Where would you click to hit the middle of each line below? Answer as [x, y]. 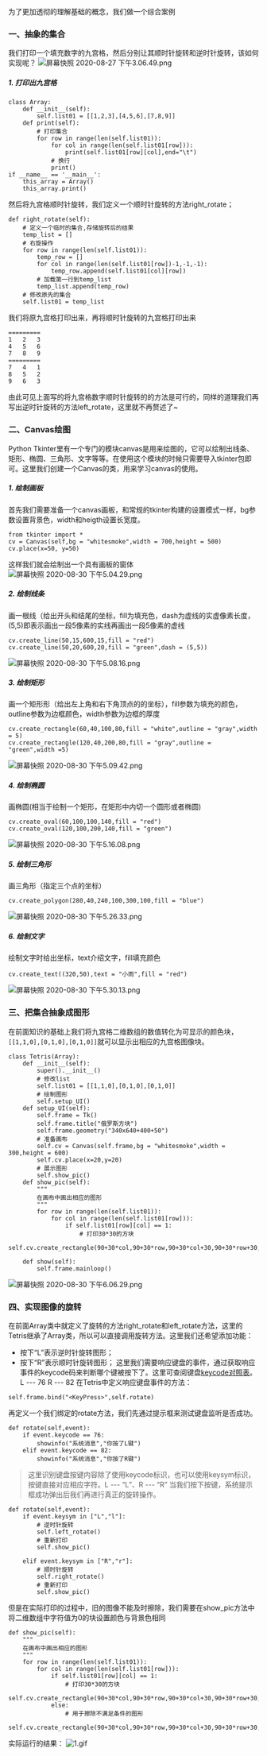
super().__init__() [69, 1070]
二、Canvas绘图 [40, 430]
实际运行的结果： [36, 1743]
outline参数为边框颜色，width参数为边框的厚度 [84, 714]
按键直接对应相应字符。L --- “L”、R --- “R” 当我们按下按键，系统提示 [140, 1484]
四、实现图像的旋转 [45, 1307]
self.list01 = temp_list [64, 302]
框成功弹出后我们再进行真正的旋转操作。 [94, 1494]
